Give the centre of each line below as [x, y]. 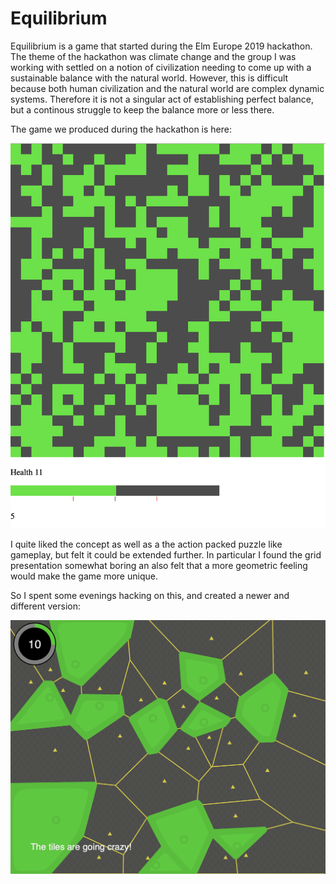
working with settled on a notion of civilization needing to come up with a [161, 67]
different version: [46, 606]
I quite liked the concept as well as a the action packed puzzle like [146, 544]
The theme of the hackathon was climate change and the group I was [153, 56]
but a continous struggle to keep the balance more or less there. [142, 109]
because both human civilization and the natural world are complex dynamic [167, 88]
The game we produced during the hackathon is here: [121, 129]
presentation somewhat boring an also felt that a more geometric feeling [159, 565]
